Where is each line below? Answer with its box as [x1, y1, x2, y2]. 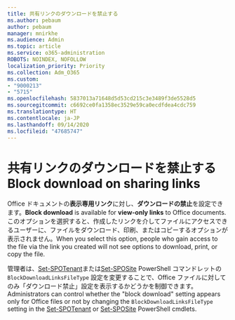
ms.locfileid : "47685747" [7, 128, 83, 135]
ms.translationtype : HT [7, 108, 77, 115]
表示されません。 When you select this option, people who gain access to [7, 234, 218, 243]
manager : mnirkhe [7, 29, 58, 37]
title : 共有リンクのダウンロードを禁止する [7, 10, 119, 18]
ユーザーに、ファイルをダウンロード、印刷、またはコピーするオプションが [13, 226, 228, 234]
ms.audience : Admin [7, 36, 65, 44]
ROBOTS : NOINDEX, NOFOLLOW [7, 56, 86, 63]
